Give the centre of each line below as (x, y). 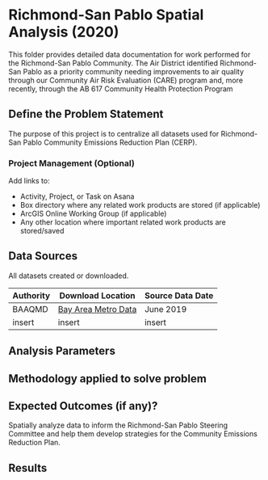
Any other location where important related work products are (123, 222)
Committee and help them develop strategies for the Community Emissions (133, 434)
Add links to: (29, 181)
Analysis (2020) (64, 32)
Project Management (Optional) (71, 163)
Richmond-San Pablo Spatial (106, 15)
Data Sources (43, 256)
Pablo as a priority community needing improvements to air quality (134, 71)
